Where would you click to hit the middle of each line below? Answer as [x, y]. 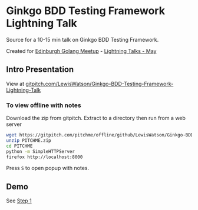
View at [15, 84]
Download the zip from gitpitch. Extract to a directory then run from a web [96, 118]
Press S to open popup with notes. [48, 168]
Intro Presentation [40, 70]
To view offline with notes [44, 105]
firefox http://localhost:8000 [44, 157]
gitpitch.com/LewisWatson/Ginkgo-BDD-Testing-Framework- [100, 84]
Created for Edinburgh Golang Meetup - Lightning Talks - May [81, 51]
